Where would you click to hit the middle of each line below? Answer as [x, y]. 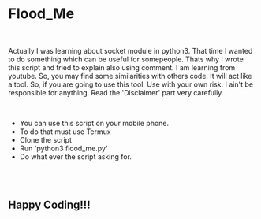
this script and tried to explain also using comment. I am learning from [122, 67]
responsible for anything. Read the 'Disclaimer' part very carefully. [116, 92]
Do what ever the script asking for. [76, 156]
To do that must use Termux [65, 132]
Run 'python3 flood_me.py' [63, 148]
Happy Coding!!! [49, 205]
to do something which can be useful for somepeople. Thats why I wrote [126, 59]
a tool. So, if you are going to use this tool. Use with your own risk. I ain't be [131, 84]
